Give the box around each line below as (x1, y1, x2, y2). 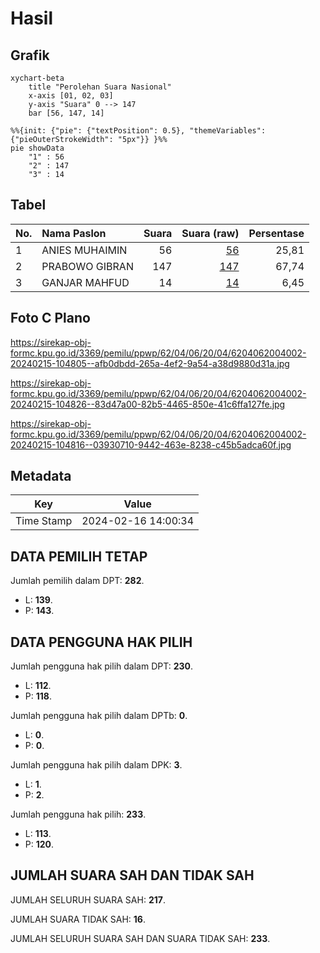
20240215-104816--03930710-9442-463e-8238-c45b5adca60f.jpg (10, 438, 292, 451)
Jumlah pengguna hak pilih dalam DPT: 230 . (10, 660, 193, 672)
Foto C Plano (10, 310, 91, 327)
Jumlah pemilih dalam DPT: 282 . (10, 575, 145, 587)
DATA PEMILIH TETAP (10, 548, 148, 565)
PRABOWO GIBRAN (41, 259, 134, 273)
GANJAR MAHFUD (41, 275, 130, 289)
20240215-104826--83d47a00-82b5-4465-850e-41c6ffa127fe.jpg (10, 398, 286, 410)
